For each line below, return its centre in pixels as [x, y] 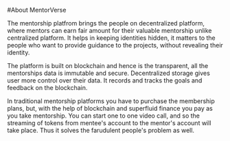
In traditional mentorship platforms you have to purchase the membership [111, 101]
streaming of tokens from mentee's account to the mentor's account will [109, 123]
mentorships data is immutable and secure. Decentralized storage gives [109, 73]
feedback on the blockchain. [47, 88]
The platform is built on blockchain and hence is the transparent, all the [108, 66]
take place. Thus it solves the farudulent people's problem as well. [101, 130]
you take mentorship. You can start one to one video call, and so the [104, 116]
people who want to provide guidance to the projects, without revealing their [115, 45]
